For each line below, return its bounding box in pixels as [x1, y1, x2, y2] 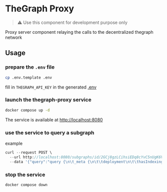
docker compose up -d [5, 107, 50, 112]
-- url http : [9, 155, 35, 160]
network [5, 34, 22, 40]
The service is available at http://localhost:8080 [5, 116, 103, 122]
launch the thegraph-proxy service [5, 96, 92, 103]
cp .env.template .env [5, 75, 52, 80]
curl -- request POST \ [5, 150, 52, 155]
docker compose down [5, 182, 48, 187]
